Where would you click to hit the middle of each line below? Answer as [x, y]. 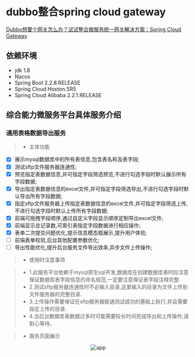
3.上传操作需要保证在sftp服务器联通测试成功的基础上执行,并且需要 [108, 301]
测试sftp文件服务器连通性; [46, 167]
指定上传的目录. [48, 309]
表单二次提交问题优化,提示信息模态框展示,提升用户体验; [81, 232]
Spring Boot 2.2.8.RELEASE [47, 83]
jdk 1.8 [22, 70]
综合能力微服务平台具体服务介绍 [64, 115]
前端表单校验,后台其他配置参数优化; [57, 240]
